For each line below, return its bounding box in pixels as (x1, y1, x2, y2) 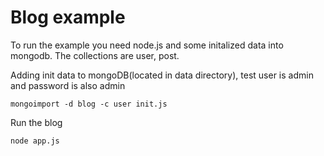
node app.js (10, 136, 60, 146)
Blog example (10, 6, 126, 29)
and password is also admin (10, 79, 126, 91)
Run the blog (10, 116, 63, 128)
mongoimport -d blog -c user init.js (10, 99, 168, 109)
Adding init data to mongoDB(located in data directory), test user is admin (10, 69, 314, 81)
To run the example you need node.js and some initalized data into (10, 39, 284, 51)
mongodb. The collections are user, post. (10, 49, 180, 61)
